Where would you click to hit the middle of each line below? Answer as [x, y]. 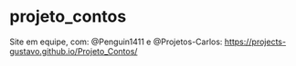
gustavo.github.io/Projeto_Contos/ [74, 51]
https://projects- [255, 42]
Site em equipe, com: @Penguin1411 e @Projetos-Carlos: [116, 42]
